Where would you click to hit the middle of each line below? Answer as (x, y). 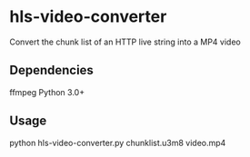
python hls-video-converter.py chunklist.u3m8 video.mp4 (118, 142)
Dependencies (51, 70)
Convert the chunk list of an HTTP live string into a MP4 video (125, 42)
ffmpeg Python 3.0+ (47, 92)
